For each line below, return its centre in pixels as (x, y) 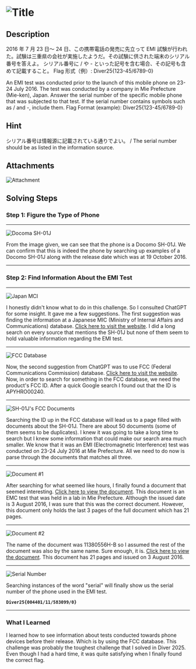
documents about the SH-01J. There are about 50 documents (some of (91, 426)
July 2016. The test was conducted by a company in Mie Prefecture (95, 89)
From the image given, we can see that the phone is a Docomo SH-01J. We (96, 245)
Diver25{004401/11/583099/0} (41, 602)
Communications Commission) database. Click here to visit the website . (92, 373)
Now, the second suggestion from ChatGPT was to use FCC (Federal (88, 367)
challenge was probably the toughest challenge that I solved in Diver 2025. (96, 647)
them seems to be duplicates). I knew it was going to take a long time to (92, 432)
